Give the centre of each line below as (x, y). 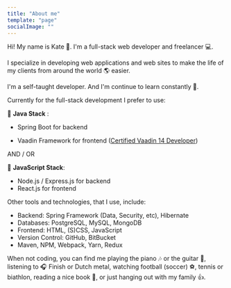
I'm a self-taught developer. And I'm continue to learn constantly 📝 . (103, 87)
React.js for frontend (46, 189)
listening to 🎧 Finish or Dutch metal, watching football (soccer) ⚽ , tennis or (115, 267)
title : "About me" (34, 14)
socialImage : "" (31, 26)
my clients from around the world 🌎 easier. (69, 71)
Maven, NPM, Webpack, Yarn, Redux (70, 245)
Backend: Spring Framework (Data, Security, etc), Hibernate (103, 216)
